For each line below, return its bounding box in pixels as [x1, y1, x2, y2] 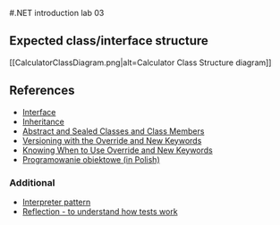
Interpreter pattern [21, 196, 91, 207]
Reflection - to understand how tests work [21, 205, 178, 217]
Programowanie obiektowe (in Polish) [21, 154, 160, 164]
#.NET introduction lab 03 [9, 8, 105, 18]
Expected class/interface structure [9, 33, 208, 48]
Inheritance [21, 116, 65, 127]
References [9, 83, 75, 98]
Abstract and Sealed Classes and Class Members [21, 125, 205, 137]
